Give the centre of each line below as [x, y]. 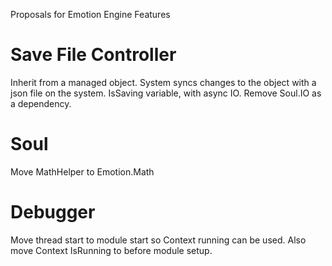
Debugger [53, 212]
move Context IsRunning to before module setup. [111, 250]
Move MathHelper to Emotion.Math [82, 171]
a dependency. [41, 103]
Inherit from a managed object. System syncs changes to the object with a [163, 82]
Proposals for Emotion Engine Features [90, 14]
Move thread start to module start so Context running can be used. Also [158, 240]
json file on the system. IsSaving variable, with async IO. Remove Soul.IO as [166, 93]
